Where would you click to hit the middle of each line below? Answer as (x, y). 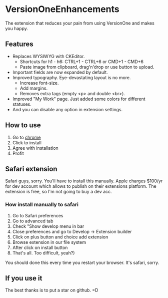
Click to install (27, 142)
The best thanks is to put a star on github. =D (52, 290)
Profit (18, 153)
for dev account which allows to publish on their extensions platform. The (81, 186)
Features (19, 44)
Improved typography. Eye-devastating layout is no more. (71, 77)
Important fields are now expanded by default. (60, 72)
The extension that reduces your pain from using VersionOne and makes (80, 23)
